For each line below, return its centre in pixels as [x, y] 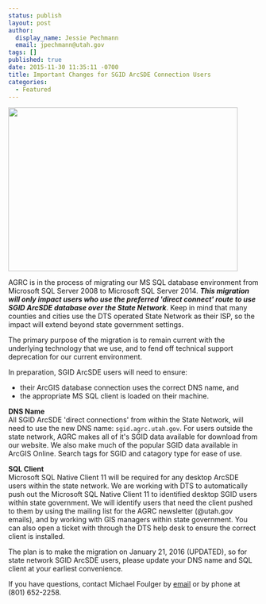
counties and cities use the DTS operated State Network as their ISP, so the [132, 316]
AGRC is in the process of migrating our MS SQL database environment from [133, 283]
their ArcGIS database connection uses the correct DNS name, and [129, 388]
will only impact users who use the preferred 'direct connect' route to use [132, 299]
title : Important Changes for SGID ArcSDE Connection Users [110, 75]
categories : [28, 82]
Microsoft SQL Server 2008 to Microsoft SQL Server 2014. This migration [129, 291]
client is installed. [37, 537]
